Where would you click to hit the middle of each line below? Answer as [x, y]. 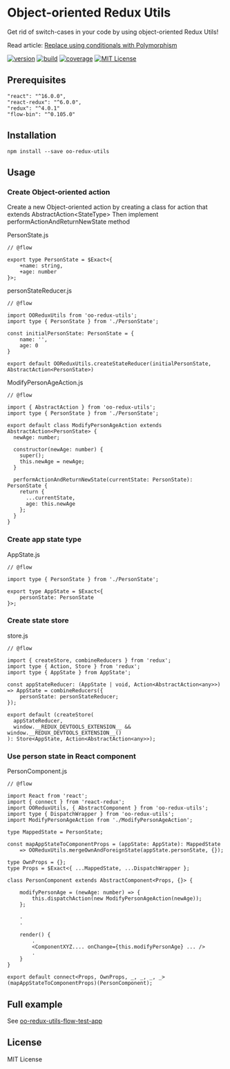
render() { [35, 935]
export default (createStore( [51, 715]
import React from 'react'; [48, 796]
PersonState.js [28, 235]
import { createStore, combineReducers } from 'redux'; [89, 660]
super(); [32, 456]
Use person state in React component [71, 756]
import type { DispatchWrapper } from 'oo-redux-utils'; [91, 814]
